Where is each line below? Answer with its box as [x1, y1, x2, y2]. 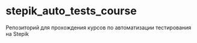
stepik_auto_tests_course [5, 4, 137, 18]
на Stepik [5, 30, 30, 37]
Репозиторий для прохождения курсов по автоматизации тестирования [5, 24, 192, 31]
